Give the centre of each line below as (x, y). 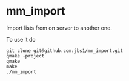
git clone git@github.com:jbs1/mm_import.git (64, 50)
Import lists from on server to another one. (59, 28)
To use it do (21, 39)
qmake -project (25, 56)
